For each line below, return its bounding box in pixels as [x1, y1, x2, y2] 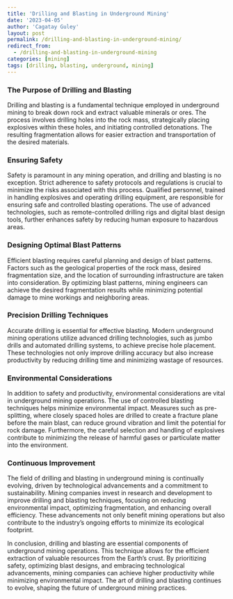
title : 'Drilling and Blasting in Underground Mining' [7, 10, 170, 17]
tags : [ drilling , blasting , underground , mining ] [7, 62, 154, 69]
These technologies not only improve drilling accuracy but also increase [7, 348, 214, 357]
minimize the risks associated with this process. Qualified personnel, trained [7, 186, 226, 194]
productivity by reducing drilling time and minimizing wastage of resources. [7, 356, 224, 364]
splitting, [7, 412, 33, 420]
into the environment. [7, 441, 68, 449]
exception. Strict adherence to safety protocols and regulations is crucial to [7, 178, 223, 187]
